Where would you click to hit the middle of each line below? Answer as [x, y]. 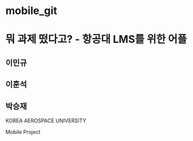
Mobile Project [23, 132]
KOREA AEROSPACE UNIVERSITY [46, 121]
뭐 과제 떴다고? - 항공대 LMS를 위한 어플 [96, 39]
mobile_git [32, 11]
